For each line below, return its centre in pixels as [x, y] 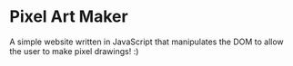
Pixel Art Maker [69, 17]
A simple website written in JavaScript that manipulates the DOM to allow [146, 42]
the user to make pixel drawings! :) [74, 51]
